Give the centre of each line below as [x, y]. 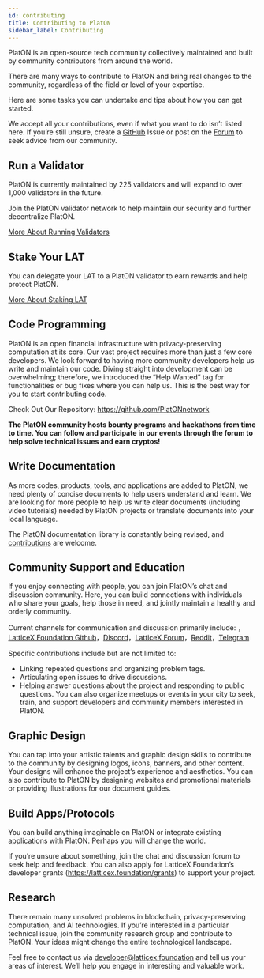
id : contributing [37, 15]
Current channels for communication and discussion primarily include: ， [126, 628]
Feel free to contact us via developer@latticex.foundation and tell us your [127, 957]
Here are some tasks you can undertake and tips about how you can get [125, 100]
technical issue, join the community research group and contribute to [120, 933]
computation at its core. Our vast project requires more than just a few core [130, 352]
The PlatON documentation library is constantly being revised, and [116, 534]
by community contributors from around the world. [91, 61]
